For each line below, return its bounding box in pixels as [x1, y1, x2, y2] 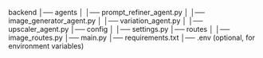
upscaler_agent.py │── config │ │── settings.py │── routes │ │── [8, 25, 230, 33]
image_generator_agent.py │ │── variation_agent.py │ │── [8, 16, 203, 25]
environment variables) [8, 41, 84, 51]
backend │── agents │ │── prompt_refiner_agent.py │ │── [8, 8, 206, 17]
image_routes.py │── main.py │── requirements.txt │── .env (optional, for [8, 33, 255, 42]
